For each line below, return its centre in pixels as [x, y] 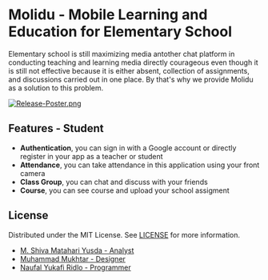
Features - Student [56, 128]
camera [32, 173]
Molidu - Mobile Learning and [108, 15]
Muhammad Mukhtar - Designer [73, 258]
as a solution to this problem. [56, 88]
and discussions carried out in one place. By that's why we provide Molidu [131, 79]
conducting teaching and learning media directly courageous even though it [133, 62]
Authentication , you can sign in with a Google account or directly [128, 148]
